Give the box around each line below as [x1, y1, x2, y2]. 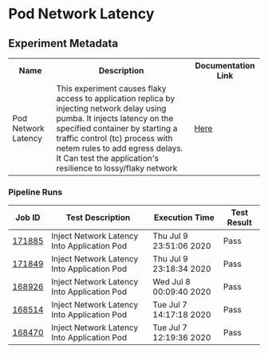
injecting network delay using [56, 103, 167, 114]
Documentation [195, 61, 255, 71]
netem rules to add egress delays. [56, 143, 183, 154]
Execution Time [153, 212, 215, 223]
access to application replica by [56, 93, 175, 104]
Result [227, 217, 253, 228]
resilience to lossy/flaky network [56, 163, 178, 174]
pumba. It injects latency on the [56, 113, 174, 124]
